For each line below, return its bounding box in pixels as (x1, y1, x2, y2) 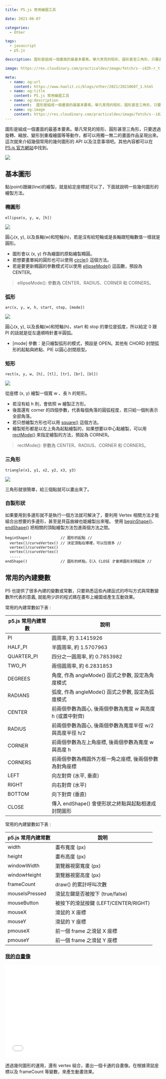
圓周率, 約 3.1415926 (51, 635, 103, 641)
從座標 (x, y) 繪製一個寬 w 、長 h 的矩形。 (5, 390, 90, 396)
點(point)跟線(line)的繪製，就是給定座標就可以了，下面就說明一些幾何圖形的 (5, 184, 159, 190)
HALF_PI (7, 643, 28, 650)
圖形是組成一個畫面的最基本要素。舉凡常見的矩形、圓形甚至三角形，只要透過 (5, 126, 161, 132)
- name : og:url (9, 79, 41, 84)
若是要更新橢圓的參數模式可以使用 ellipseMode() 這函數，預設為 (12, 263, 143, 269)
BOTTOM (7, 790, 30, 797)
